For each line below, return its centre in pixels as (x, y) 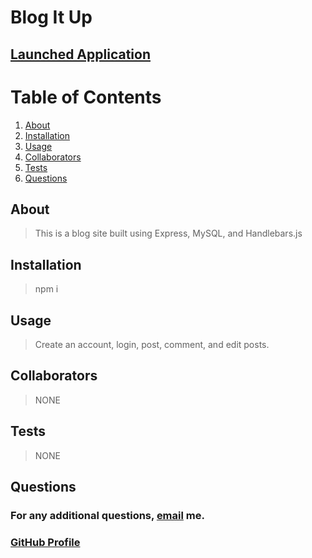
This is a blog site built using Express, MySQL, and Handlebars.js (168, 233)
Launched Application (80, 54)
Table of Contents (86, 97)
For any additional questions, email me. (107, 515)
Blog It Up (51, 17)
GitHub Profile (45, 542)
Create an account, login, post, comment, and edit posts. (152, 344)
